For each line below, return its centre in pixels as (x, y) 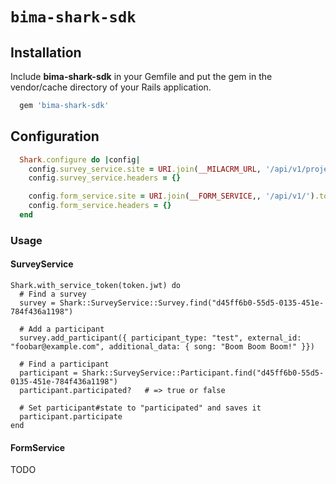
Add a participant (66, 329)
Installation (46, 52)
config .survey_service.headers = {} (105, 178)
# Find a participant (64, 364)
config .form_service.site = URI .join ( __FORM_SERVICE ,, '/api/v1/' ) (171, 196)
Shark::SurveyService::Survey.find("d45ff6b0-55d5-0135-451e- (192, 303)
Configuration (55, 136)
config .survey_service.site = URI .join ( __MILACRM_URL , (145, 169)
